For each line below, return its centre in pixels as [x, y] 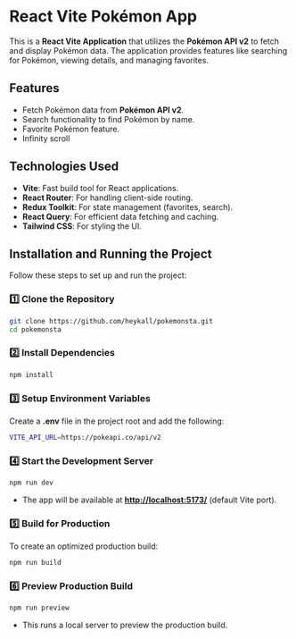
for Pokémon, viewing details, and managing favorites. [109, 60]
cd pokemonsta [36, 329]
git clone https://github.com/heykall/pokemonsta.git [111, 321]
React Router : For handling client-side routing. [107, 198]
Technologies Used [64, 167]
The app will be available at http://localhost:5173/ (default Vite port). [149, 500]
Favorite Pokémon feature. [71, 129]
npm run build [36, 563]
